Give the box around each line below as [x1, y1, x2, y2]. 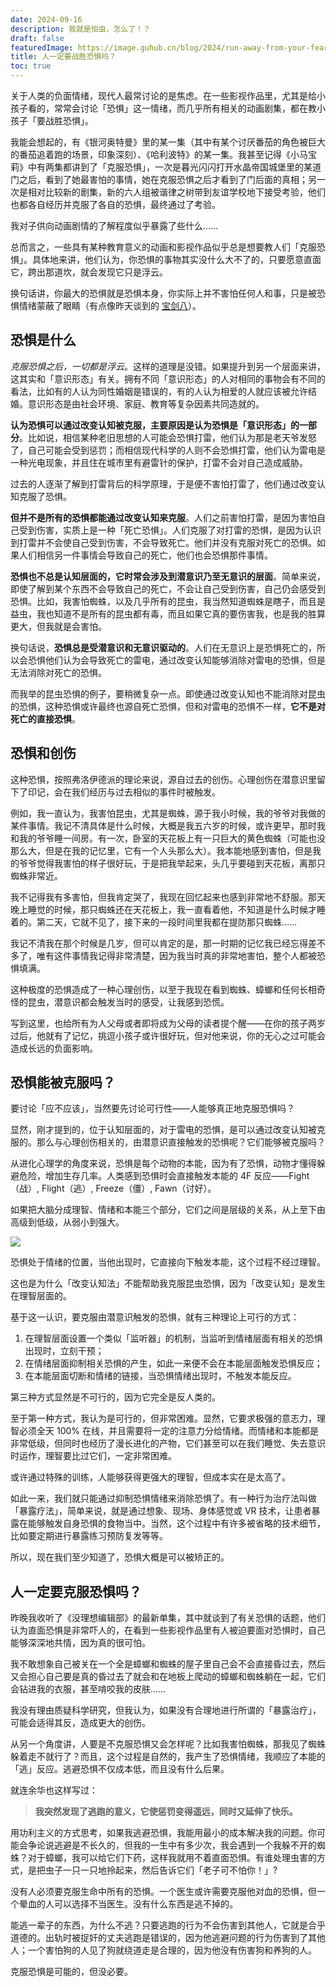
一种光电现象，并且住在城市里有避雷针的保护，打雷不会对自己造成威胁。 [10, 456, 308, 468]
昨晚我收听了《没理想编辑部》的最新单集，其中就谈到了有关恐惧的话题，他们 [10, 1612, 326, 1624]
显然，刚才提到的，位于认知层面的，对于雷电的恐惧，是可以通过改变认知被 [10, 1124, 317, 1136]
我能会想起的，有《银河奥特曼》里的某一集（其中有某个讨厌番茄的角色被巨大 [10, 136, 326, 148]
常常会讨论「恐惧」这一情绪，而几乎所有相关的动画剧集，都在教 [53, 102, 317, 114]
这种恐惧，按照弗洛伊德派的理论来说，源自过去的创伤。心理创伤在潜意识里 [10, 773, 317, 785]
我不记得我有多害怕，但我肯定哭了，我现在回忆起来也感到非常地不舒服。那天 [10, 891, 326, 903]
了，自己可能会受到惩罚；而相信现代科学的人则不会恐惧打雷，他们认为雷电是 [10, 444, 326, 456]
